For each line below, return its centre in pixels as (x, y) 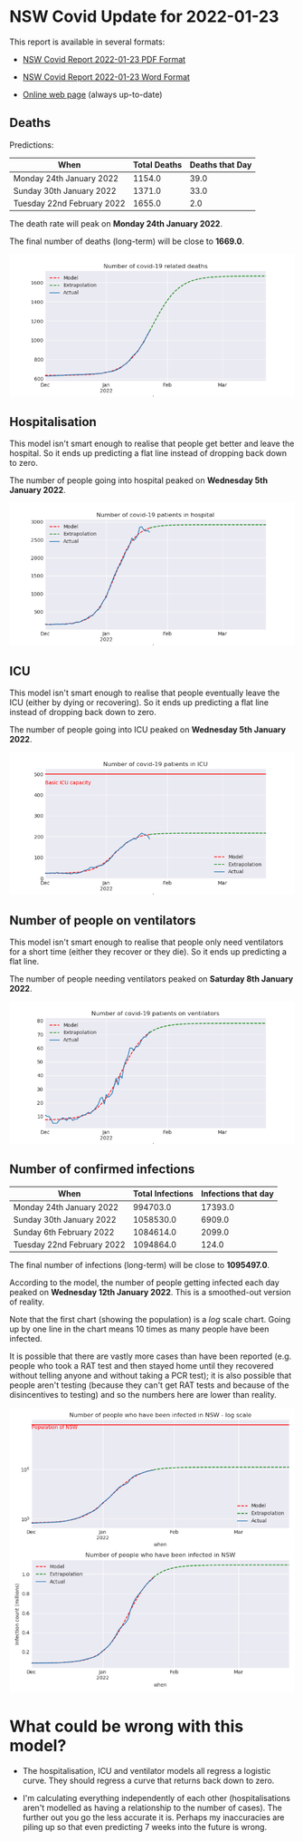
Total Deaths (157, 165)
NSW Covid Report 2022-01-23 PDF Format (104, 59)
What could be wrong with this (127, 1726)
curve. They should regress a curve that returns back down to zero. (148, 1780)
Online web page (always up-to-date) (92, 94)
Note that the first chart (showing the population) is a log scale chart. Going (150, 1319)
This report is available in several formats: (87, 42)
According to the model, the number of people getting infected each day (145, 1282)
